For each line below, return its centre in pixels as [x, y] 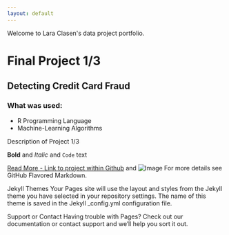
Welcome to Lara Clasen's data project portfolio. [76, 33]
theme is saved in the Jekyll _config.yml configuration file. [90, 203]
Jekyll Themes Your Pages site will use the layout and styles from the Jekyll [115, 188]
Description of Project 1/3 [43, 141]
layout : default [30, 13]
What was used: [35, 106]
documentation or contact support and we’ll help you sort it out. [98, 223]
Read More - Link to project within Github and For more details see [115, 168]
